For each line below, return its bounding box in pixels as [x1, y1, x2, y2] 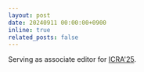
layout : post [8, 11, 51, 20]
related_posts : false [8, 33, 79, 41]
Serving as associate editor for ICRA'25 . [8, 55, 137, 64]
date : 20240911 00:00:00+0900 [8, 19, 107, 27]
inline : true [8, 26, 51, 34]
